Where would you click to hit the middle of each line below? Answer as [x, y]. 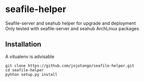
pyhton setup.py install [31, 74]
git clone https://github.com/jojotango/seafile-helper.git [70, 66]
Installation [23, 45]
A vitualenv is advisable [30, 56]
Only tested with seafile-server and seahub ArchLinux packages [72, 28]
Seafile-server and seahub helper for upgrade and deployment [70, 23]
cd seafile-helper [25, 70]
